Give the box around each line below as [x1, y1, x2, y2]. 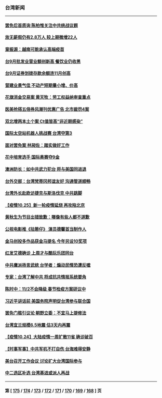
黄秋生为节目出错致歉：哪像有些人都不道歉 [5, 214, 90, 220]
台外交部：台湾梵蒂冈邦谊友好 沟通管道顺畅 [5, 178, 91, 184]
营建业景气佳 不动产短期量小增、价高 [5, 82, 78, 88]
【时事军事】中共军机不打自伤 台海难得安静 [5, 346, 91, 352]
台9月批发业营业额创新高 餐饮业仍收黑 [5, 58, 81, 64]
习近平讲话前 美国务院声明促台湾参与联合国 [5, 298, 91, 304]
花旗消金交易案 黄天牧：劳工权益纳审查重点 [5, 94, 91, 100]
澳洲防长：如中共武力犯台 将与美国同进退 [5, 166, 87, 172]
